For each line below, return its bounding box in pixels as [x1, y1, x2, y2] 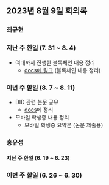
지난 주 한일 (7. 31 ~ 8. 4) [6, 43, 76, 52]
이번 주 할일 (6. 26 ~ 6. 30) [6, 171, 82, 179]
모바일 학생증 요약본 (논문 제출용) [24, 121, 104, 129]
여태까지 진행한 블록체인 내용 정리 [15, 59, 96, 66]
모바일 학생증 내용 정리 [15, 113, 69, 121]
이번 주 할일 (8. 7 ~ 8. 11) [6, 83, 76, 92]
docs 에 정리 [24, 106, 54, 113]
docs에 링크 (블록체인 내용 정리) [24, 66, 101, 74]
